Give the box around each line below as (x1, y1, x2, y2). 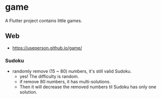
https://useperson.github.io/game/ (12, 45, 82, 50)
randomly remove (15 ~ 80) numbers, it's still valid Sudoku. (12, 68, 132, 74)
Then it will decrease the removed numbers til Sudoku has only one (19, 84, 157, 90)
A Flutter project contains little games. (5, 18, 82, 24)
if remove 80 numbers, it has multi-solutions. (19, 79, 111, 85)
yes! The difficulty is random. (19, 74, 79, 79)
